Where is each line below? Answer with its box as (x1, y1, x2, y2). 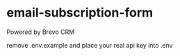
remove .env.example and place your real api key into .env (6, 41, 173, 49)
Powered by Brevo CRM (6, 28, 75, 36)
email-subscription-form (6, 5, 154, 21)
